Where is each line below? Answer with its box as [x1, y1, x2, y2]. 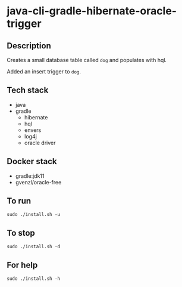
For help [7, 260, 38, 270]
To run [7, 196, 32, 206]
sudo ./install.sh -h [7, 276, 61, 282]
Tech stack [7, 85, 49, 95]
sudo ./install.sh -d [7, 243, 61, 250]
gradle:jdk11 [15, 172, 45, 180]
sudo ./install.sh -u [7, 212, 61, 218]
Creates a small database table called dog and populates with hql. [7, 57, 167, 63]
